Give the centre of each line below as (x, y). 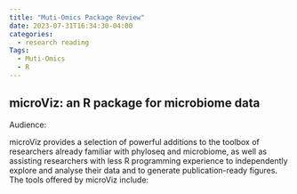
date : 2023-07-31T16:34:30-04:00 (71, 26)
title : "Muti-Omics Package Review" (77, 17)
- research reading (53, 42)
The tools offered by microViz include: (79, 180)
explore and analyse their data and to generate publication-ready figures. (144, 170)
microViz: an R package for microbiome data (135, 103)
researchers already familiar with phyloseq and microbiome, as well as (138, 151)
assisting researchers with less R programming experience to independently (148, 160)
